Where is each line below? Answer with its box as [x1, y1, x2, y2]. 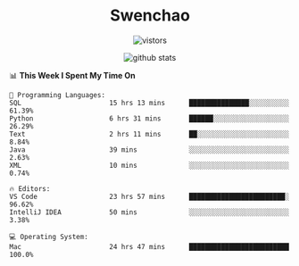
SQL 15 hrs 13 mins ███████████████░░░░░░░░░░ [9, 98, 290, 107]
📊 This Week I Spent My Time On [9, 70, 136, 80]
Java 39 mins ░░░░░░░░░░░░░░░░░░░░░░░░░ [9, 145, 290, 154]
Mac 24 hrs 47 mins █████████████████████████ [9, 242, 290, 251]
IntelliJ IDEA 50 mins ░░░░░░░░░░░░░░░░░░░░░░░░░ [9, 207, 290, 217]
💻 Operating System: [9, 232, 89, 241]
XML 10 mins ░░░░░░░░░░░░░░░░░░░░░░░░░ [9, 161, 290, 170]
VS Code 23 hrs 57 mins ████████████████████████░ [9, 192, 290, 201]
